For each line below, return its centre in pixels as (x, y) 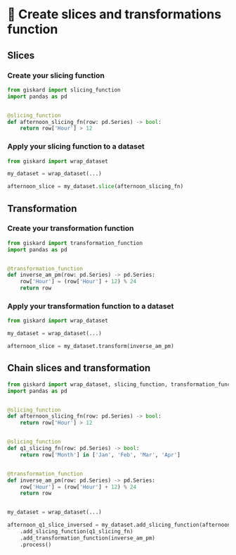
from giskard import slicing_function (64, 90)
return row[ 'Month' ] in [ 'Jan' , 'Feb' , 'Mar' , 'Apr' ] (100, 455)
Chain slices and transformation (79, 368)
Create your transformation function (71, 228)
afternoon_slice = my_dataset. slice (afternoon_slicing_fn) (96, 187)
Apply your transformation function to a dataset (91, 306)
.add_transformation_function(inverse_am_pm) (88, 538)
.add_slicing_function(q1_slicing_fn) (77, 532)
